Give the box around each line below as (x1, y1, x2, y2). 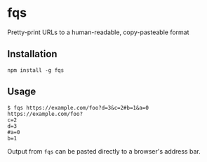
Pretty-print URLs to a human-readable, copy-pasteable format (7, 28, 189, 36)
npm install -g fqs (7, 66, 65, 74)
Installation (7, 48, 58, 60)
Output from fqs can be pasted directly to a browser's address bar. (7, 147, 201, 155)
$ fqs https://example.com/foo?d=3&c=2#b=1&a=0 (7, 104, 149, 111)
